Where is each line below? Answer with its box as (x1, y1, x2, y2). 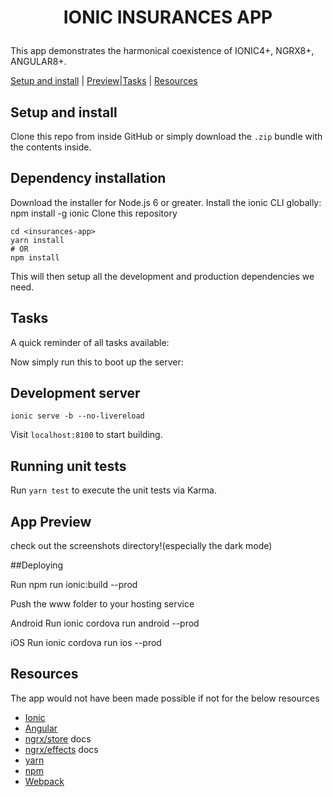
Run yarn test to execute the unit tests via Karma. (10, 484, 217, 496)
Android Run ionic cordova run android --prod (10, 617, 200, 630)
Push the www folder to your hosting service (10, 598, 195, 610)
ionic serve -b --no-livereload (10, 411, 145, 421)
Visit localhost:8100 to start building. (10, 429, 163, 441)
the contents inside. (10, 141, 92, 153)
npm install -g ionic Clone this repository (10, 207, 178, 219)
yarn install (10, 235, 65, 245)
